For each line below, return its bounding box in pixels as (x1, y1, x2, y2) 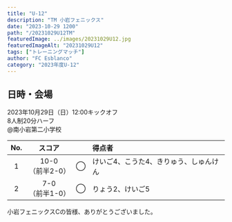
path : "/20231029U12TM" (7, 29, 76, 37)
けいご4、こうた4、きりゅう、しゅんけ (92, 157, 220, 166)
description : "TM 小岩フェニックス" (7, 17, 104, 23)
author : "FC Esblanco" (7, 55, 72, 62)
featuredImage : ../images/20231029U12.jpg (7, 36, 131, 43)
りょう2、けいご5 (92, 184, 151, 194)
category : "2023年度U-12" (7, 61, 79, 68)
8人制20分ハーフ (7, 117, 55, 125)
